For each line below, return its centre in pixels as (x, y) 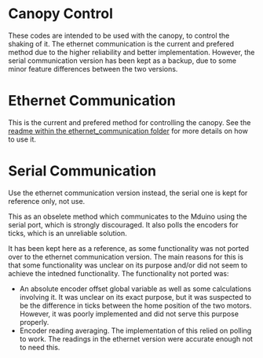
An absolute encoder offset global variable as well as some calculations (135, 289)
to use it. (22, 139)
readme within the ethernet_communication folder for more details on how (128, 131)
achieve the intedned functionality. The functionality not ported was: (119, 273)
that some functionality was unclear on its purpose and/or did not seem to (128, 265)
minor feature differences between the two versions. (93, 68)
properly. (34, 322)
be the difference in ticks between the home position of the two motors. (135, 305)
